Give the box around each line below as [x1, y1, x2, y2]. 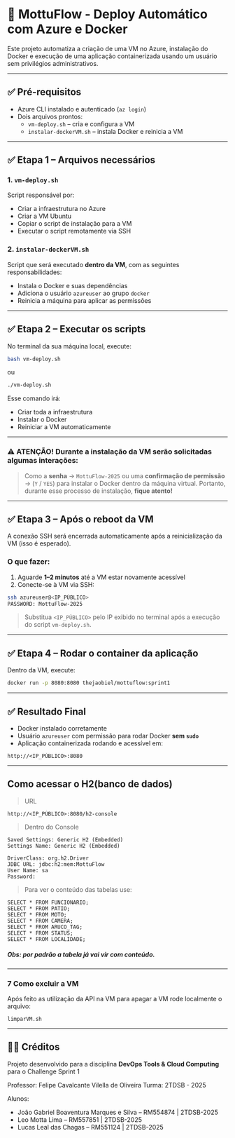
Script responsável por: [7, 191, 75, 199]
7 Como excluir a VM [7, 978, 79, 988]
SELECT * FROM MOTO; [7, 911, 68, 918]
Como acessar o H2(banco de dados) [7, 778, 173, 790]
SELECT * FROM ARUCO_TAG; [7, 923, 83, 930]
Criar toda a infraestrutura [17, 408, 93, 416]
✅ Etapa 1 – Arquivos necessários [7, 154, 156, 166]
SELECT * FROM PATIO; [7, 905, 71, 912]
